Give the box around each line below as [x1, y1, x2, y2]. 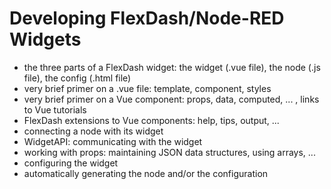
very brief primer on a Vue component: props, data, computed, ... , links [23, 93, 320, 105]
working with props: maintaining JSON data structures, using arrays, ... [23, 146, 316, 158]
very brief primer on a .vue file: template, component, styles [23, 82, 272, 94]
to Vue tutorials [23, 103, 87, 116]
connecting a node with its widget [23, 125, 164, 137]
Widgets [9, 28, 82, 51]
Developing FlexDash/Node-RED [9, 7, 285, 30]
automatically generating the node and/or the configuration [23, 167, 269, 179]
